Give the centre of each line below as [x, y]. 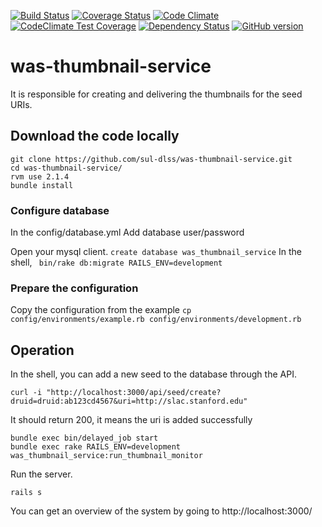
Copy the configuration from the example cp [101, 310]
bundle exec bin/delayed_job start [84, 438]
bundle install [42, 185]
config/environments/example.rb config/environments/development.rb [156, 320]
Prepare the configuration [74, 288]
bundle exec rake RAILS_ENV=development [96, 447]
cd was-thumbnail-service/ [66, 168]
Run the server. [41, 474]
